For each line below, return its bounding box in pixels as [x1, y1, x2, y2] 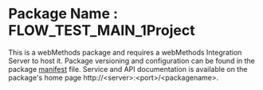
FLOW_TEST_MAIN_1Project [8, 21, 195, 39]
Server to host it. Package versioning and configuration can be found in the [8, 56, 255, 66]
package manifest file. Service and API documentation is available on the [8, 64, 248, 73]
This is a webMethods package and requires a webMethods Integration [8, 47, 242, 57]
